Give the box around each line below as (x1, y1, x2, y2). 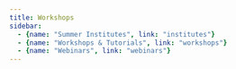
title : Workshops (9, 13, 75, 22)
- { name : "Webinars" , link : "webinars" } (17, 47, 171, 56)
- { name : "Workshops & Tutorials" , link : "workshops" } (17, 38, 228, 47)
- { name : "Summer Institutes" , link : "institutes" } (17, 30, 216, 39)
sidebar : (9, 22, 42, 30)
